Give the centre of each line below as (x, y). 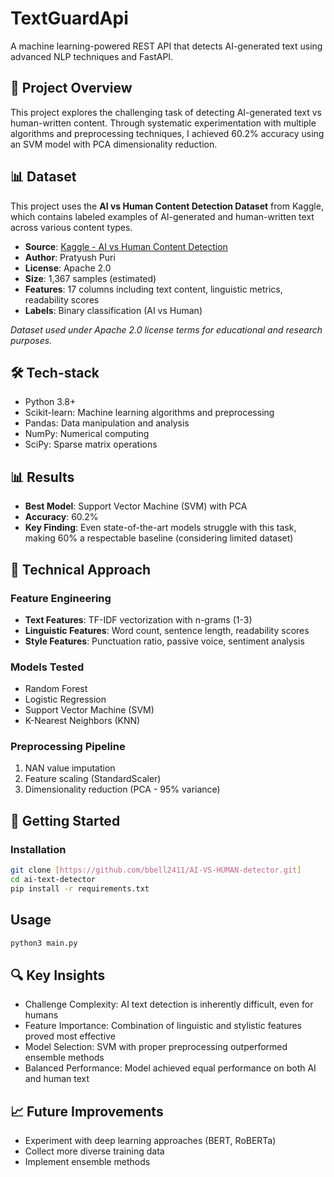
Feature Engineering (61, 598)
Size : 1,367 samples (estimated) (90, 278)
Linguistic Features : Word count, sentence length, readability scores (167, 630)
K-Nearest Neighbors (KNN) (82, 721)
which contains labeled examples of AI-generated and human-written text (162, 216)
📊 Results (42, 477)
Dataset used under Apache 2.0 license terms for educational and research (166, 329)
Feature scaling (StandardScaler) (93, 779)
